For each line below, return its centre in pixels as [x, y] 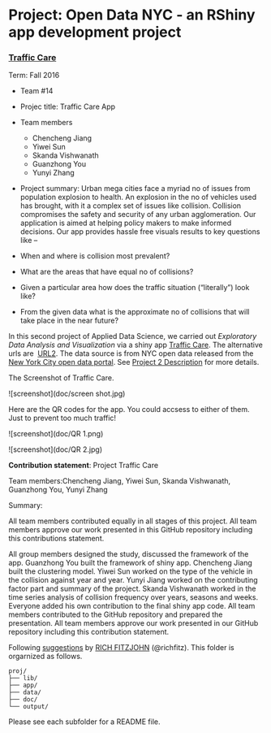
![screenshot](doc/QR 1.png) [56, 434]
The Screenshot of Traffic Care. [61, 378]
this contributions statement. [56, 539]
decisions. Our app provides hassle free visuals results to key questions [140, 232]
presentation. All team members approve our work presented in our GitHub [133, 623]
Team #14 [37, 91]
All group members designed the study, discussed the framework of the [129, 554]
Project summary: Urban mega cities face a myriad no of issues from [135, 189]
